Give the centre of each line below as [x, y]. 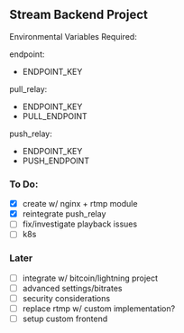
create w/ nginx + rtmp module [80, 204]
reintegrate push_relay [64, 214]
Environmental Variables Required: [73, 36]
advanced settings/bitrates [72, 288]
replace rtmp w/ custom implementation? [99, 308]
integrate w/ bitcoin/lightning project [90, 278]
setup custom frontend [65, 319]
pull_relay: [28, 88]
